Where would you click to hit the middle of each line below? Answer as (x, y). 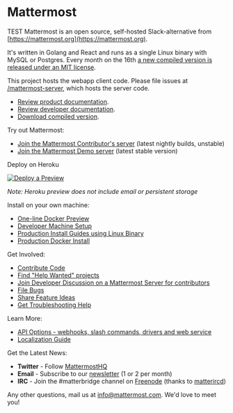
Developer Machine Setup (55, 226)
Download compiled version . (58, 117)
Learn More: (25, 318)
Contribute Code (41, 268)
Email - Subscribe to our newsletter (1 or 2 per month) (95, 373)
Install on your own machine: (48, 205)
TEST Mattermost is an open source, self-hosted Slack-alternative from (110, 31)
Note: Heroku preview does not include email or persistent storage (103, 191)
